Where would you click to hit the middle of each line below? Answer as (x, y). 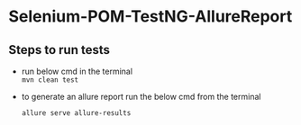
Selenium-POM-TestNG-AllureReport (150, 17)
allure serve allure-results (76, 113)
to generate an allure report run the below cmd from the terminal (141, 97)
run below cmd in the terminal (77, 71)
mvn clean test (50, 80)
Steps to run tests (59, 50)
